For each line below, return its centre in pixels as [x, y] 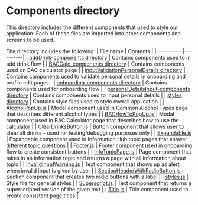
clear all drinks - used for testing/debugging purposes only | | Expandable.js [99, 133]
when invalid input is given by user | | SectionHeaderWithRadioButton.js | [95, 170]
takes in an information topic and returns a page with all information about [96, 158]
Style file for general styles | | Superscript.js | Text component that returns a [99, 183]
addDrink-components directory [68, 57]
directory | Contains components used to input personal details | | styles [94, 95]
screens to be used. [30, 40]
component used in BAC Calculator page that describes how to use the [92, 120]
